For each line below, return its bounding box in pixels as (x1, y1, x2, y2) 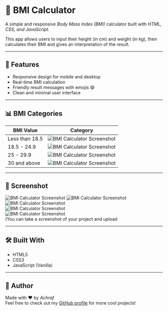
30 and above (7, 159, 40, 166)
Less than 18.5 (7, 135, 43, 142)
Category (70, 127, 93, 134)
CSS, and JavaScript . (5, 26, 50, 32)
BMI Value (13, 127, 38, 134)
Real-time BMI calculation (12, 79, 65, 85)
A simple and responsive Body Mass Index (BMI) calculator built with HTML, (5, 21, 162, 27)
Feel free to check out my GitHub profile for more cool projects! (5, 300, 136, 306)
